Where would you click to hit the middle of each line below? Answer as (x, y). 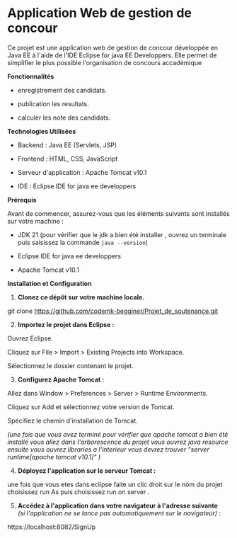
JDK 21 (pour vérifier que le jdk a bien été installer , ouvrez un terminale (122, 234)
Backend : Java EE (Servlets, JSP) (67, 145)
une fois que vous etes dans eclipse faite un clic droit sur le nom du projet (115, 484)
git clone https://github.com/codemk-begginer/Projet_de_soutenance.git (112, 311)
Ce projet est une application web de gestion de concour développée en (112, 47)
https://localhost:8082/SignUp (52, 527)
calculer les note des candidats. (64, 118)
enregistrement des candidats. (62, 90)
